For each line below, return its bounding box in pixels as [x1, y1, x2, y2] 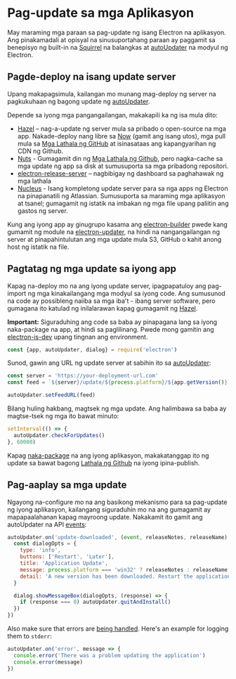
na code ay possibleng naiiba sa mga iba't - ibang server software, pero [7, 297, 216, 305]
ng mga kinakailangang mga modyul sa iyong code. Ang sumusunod [27, 289, 226, 297]
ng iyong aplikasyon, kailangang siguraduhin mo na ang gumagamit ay [7, 505, 211, 514]
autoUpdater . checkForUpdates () [13, 432, 105, 439]
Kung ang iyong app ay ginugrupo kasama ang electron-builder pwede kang [7, 220, 228, 228]
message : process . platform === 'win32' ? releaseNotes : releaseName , [20, 566, 231, 574]
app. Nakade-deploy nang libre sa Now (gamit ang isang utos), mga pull [17, 131, 226, 140]
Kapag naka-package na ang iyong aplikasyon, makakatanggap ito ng [7, 451, 209, 460]
